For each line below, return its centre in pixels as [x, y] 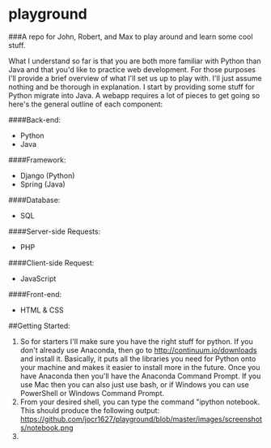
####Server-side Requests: [55, 231]
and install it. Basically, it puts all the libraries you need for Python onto [138, 359]
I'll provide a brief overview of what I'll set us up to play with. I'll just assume [135, 78]
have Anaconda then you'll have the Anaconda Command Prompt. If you [140, 376]
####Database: [34, 200]
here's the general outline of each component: [86, 104]
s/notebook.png [47, 428]
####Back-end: [35, 119]
